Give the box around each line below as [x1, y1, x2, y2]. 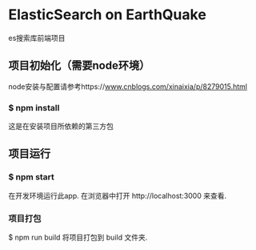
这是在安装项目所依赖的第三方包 [8, 122, 114, 131]
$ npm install [8, 102, 60, 113]
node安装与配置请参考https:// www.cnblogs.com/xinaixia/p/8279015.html [8, 82, 248, 91]
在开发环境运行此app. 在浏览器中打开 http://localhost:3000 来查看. [8, 191, 227, 200]
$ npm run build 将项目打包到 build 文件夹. [8, 232, 148, 242]
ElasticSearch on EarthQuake [8, 6, 206, 24]
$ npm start [8, 171, 54, 183]
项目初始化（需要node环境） [8, 58, 150, 73]
